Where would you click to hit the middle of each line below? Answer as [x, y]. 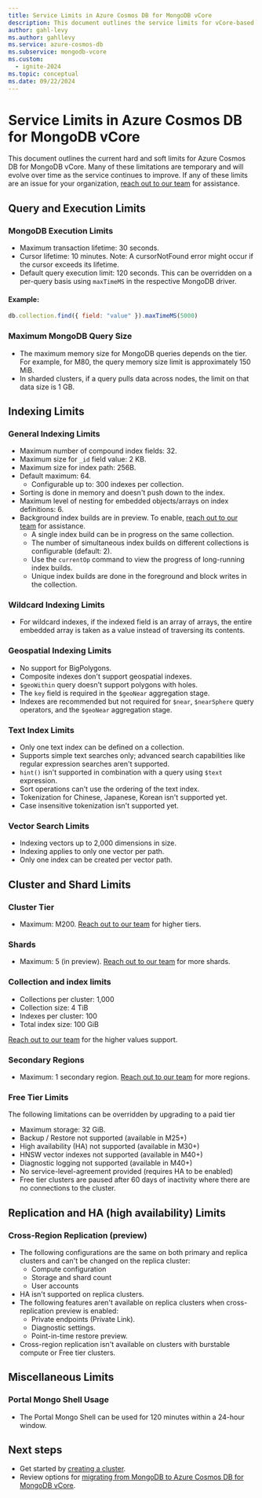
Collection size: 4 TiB [54, 1007]
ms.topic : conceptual [44, 74]
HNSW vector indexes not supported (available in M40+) [111, 1155]
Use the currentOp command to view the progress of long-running [138, 560]
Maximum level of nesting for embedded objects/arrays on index [124, 501]
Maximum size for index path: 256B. [78, 468]
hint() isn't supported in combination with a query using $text [121, 772]
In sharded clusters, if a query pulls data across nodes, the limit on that [134, 378]
